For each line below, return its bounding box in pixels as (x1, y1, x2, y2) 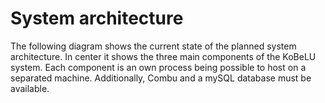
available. (10, 82, 50, 94)
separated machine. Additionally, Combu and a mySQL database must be (10, 72, 312, 84)
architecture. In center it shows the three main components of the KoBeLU (10, 50, 317, 62)
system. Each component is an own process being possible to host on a (10, 61, 307, 73)
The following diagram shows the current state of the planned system (10, 40, 297, 52)
